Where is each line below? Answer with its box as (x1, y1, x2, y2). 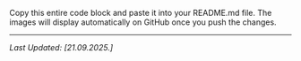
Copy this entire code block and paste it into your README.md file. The (9, 8, 272, 18)
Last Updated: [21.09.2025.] (9, 42, 114, 52)
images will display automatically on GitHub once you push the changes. (9, 17, 277, 27)
